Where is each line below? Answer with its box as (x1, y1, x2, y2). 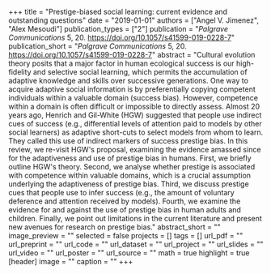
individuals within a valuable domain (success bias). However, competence (8, 93, 259, 102)
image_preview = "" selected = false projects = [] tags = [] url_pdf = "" (8, 231, 243, 240)
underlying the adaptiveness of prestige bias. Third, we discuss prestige (8, 179, 249, 189)
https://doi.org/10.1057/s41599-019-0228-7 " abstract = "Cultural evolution (8, 50, 256, 59)
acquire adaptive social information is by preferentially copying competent (8, 84, 256, 94)
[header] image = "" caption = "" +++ (8, 257, 133, 266)
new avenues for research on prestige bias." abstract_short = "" (8, 222, 221, 232)
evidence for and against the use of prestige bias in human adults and (8, 205, 241, 214)
